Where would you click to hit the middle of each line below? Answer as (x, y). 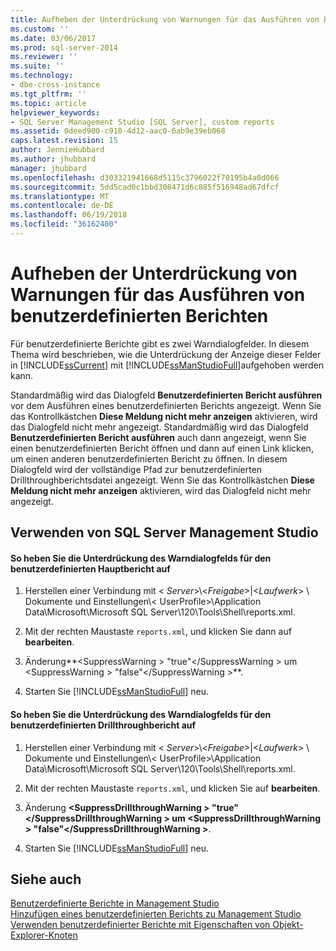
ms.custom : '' (40, 29)
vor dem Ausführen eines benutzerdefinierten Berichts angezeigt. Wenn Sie (166, 405)
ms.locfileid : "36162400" (64, 224)
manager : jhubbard (48, 168)
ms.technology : (42, 76)
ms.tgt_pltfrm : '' (48, 94)
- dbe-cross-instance (55, 85)
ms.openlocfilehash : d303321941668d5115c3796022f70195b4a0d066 (145, 177)
